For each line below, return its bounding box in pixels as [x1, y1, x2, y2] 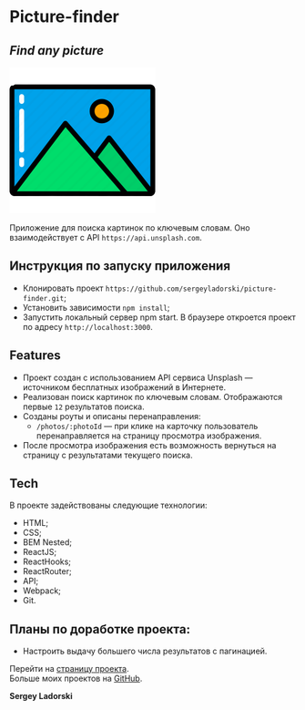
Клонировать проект [22, 283, 104, 293]
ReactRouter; [22, 566, 72, 577]
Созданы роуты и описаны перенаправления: [22, 410, 201, 421]
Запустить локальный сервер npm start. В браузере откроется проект [22, 312, 296, 323]
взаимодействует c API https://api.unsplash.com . [9, 232, 202, 242]
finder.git [22, 293, 65, 303]
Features [9, 348, 61, 364]
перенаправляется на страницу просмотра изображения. [36, 430, 262, 441]
